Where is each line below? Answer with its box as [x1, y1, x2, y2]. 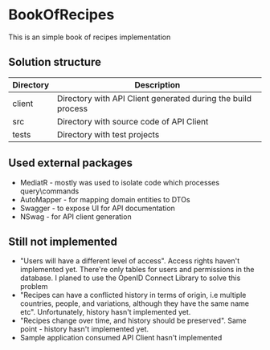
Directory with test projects [56, 128, 160, 140]
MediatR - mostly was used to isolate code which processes [19, 177, 219, 187]
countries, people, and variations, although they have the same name [19, 299, 249, 308]
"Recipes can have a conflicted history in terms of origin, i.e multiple [19, 291, 247, 300]
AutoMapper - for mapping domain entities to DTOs [19, 194, 190, 204]
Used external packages [8, 157, 133, 170]
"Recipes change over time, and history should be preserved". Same [19, 315, 247, 326]
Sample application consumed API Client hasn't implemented [19, 333, 223, 343]
